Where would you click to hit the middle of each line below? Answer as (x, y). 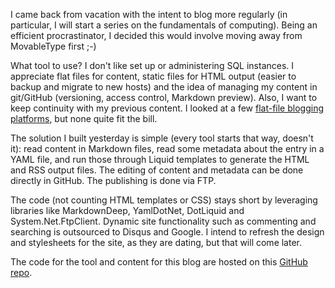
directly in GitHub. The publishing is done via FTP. (113, 180)
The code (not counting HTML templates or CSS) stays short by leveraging (164, 200)
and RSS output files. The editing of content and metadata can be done (157, 170)
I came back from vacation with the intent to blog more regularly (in (149, 14)
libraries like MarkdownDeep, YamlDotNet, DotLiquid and (127, 210)
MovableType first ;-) (53, 46)
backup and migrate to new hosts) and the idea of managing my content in (164, 87)
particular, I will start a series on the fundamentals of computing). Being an (164, 25)
